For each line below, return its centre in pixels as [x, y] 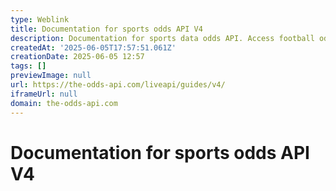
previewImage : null [51, 76]
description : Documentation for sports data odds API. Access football [162, 38]
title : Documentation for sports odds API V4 [106, 29]
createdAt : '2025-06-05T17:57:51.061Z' [93, 47]
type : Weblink [40, 19]
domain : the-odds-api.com [64, 103]
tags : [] [28, 66]
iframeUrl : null [44, 94]
